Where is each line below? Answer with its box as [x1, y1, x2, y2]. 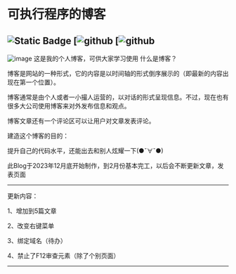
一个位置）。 [25, 78, 60, 86]
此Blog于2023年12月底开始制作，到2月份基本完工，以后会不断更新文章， [7, 162, 218, 169]
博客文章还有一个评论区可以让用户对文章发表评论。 [7, 117, 155, 125]
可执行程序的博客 [7, 6, 107, 22]
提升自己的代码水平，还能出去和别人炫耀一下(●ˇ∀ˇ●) [7, 147, 164, 155]
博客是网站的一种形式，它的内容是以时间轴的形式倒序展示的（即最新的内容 [7, 70, 223, 77]
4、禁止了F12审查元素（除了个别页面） [7, 252, 120, 260]
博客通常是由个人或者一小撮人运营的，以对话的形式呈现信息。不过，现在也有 [7, 93, 229, 101]
